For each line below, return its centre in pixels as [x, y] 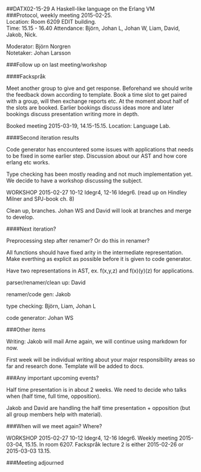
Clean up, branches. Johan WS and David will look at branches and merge [99, 210]
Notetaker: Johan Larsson [39, 53]
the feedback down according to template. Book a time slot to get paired [97, 95]
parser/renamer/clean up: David [46, 283]
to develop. [20, 217]
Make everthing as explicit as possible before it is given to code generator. [99, 259]
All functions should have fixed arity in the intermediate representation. [95, 252]
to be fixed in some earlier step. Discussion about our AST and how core [97, 156]
